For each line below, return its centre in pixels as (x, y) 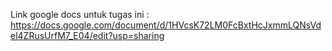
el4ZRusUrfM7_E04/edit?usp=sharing (87, 35)
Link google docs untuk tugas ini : (80, 14)
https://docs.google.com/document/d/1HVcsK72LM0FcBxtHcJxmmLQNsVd (166, 25)
